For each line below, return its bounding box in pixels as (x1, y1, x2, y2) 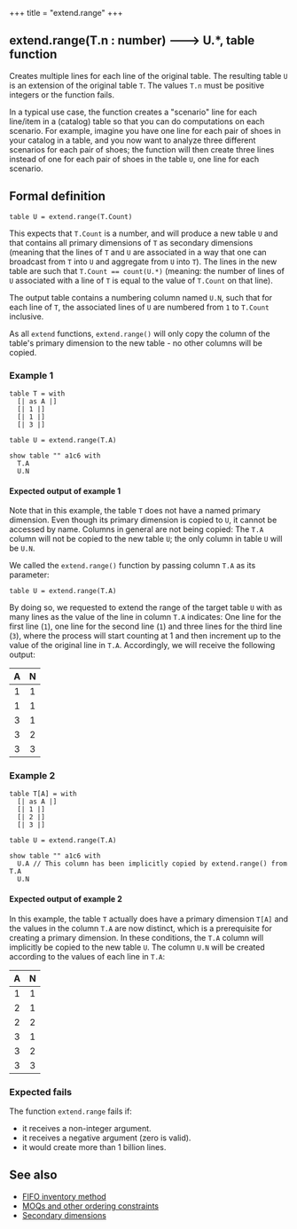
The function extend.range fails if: (9, 1106, 133, 1116)
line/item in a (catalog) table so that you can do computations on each (9, 115, 265, 127)
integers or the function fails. (9, 89, 115, 100)
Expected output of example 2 (9, 894, 122, 904)
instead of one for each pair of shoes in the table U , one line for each (9, 153, 260, 164)
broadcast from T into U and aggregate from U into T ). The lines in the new (9, 256, 277, 267)
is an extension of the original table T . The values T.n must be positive (9, 80, 264, 90)
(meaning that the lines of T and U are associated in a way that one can (9, 247, 268, 257)
